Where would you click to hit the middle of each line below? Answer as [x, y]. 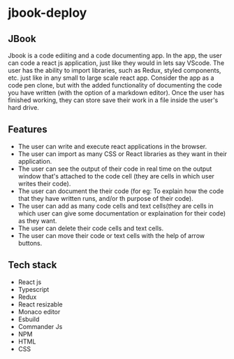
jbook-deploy [47, 13]
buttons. [30, 243]
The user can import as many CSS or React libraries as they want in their [123, 154]
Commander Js [40, 326]
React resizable [40, 304]
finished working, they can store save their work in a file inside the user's [113, 100]
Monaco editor [39, 311]
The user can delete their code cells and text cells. [90, 228]
